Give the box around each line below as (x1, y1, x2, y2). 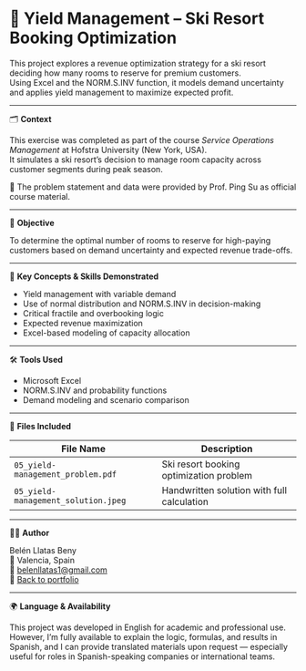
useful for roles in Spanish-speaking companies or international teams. (9, 651, 276, 662)
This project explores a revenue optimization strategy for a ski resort (9, 57, 267, 68)
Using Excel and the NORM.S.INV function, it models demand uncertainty (9, 77, 284, 88)
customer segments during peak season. (9, 163, 164, 174)
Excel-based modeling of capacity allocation (22, 327, 190, 338)
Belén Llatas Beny (9, 544, 77, 555)
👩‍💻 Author (9, 527, 50, 538)
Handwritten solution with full (161, 483, 288, 496)
